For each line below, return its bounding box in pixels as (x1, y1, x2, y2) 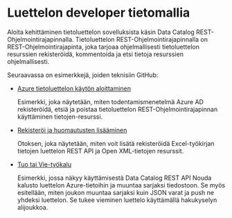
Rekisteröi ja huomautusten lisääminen (17, 126, 127, 134)
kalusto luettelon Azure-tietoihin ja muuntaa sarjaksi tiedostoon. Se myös (17, 181, 226, 189)
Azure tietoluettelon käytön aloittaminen (17, 84, 132, 92)
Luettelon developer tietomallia (7, 5, 190, 21)
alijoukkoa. (17, 203, 48, 211)
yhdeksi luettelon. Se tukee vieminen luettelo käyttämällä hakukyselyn (17, 196, 217, 204)
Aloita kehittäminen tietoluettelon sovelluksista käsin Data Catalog (7, 28, 195, 36)
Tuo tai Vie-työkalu (17, 160, 71, 168)
